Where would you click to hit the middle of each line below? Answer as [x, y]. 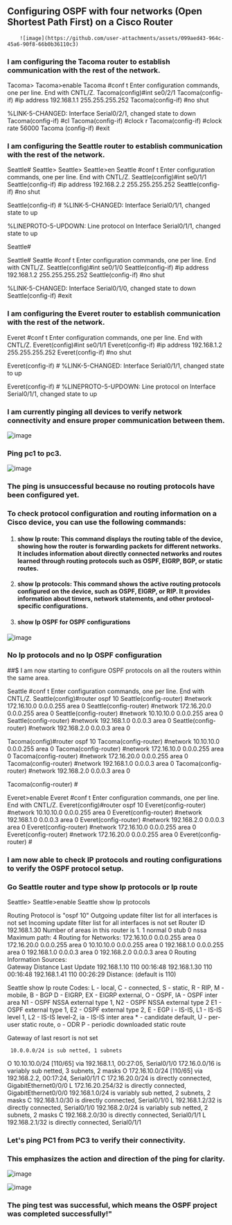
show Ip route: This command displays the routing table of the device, [120, 539]
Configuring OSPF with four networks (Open [105, 11]
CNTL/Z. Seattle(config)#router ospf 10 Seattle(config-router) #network [110, 698]
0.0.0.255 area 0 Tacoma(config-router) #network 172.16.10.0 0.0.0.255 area [115, 749]
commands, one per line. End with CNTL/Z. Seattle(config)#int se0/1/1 [107, 177]
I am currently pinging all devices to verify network [95, 411]
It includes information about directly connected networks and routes [119, 553]
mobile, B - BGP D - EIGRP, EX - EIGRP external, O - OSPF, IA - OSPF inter [113, 995]
